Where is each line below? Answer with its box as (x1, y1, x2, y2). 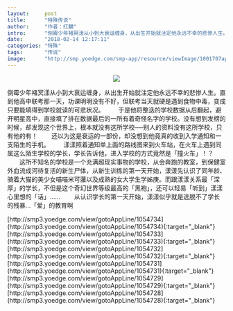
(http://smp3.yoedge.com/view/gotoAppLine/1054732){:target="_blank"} (7, 251, 216, 260)
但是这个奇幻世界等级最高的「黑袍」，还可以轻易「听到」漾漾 (49, 183, 223, 192)
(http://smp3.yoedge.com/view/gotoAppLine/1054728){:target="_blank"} (7, 296, 216, 304)
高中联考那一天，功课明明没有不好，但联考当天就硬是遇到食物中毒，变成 (19, 96, 226, 105)
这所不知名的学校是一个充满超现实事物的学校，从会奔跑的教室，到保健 (19, 158, 220, 166)
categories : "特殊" (7, 42, 62, 49)
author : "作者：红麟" (7, 23, 77, 30)
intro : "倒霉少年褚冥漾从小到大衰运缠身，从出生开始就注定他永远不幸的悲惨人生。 (7, 29, 229, 37)
